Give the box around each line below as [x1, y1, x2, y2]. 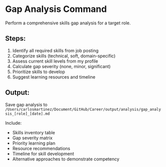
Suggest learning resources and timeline [12, 74, 95, 80]
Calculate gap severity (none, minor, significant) [12, 63, 111, 69]
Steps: [5, 34, 26, 43]
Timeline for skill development [12, 151, 75, 157]
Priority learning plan [12, 140, 56, 146]
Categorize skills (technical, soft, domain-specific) [12, 53, 116, 59]
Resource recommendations [12, 145, 71, 151]
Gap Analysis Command [5, 3, 107, 15]
